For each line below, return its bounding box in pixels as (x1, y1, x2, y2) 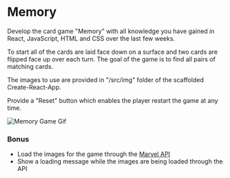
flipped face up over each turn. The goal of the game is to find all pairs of (7, 55, 216, 63)
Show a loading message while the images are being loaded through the (17, 157, 223, 166)
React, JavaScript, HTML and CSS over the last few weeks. (7, 34, 175, 42)
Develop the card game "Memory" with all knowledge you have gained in (7, 27, 215, 35)
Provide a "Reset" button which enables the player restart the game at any (7, 96, 219, 104)
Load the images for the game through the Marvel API (17, 150, 171, 159)
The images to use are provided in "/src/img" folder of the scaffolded (7, 75, 204, 83)
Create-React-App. (7, 83, 61, 91)
